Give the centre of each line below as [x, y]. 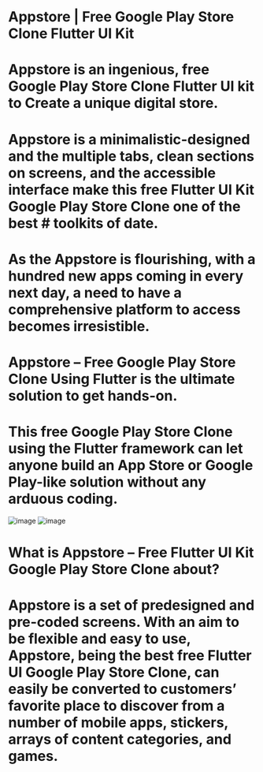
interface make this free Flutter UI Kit [131, 190]
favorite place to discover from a [117, 706]
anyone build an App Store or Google [131, 466]
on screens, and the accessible [112, 173]
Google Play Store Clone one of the [124, 206]
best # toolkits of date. [83, 223]
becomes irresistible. [79, 326]
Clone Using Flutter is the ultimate [122, 379]
